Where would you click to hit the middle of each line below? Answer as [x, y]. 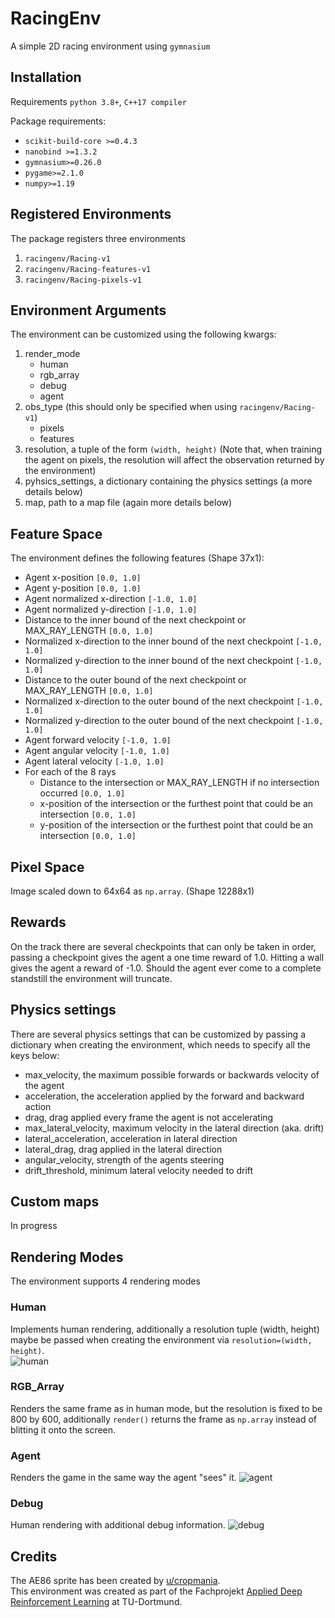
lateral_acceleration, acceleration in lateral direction [131, 1138]
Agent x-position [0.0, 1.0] [83, 578]
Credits [34, 1556]
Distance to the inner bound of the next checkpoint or [135, 620]
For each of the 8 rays [70, 772]
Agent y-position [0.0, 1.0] [83, 588]
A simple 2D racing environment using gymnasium [110, 46]
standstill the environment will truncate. [91, 978]
